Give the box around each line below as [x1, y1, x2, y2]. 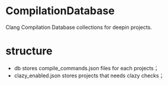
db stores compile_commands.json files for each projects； [14, 64, 159, 71]
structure [5, 44, 53, 58]
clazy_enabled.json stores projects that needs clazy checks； [14, 72, 164, 79]
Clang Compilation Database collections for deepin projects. [5, 24, 152, 31]
